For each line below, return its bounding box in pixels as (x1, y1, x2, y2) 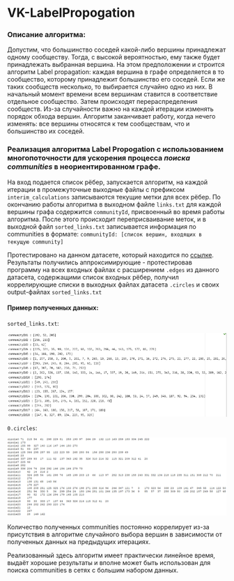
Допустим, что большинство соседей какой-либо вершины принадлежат (7, 45, 226, 54)
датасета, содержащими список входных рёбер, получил (7, 273, 180, 281)
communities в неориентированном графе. (7, 162, 161, 172)
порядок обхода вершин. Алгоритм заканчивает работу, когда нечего (7, 112, 216, 121)
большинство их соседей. (7, 127, 85, 135)
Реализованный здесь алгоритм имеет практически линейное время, (7, 551, 216, 559)
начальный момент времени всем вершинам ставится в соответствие (7, 90, 218, 98)
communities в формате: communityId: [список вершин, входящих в (7, 229, 203, 238)
